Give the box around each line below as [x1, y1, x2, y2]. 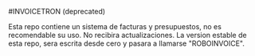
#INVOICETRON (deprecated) [8, 7, 106, 16]
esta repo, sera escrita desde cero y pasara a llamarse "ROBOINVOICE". [8, 39, 245, 48]
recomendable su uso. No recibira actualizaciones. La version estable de [8, 31, 247, 39]
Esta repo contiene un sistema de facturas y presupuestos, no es [8, 22, 222, 31]
